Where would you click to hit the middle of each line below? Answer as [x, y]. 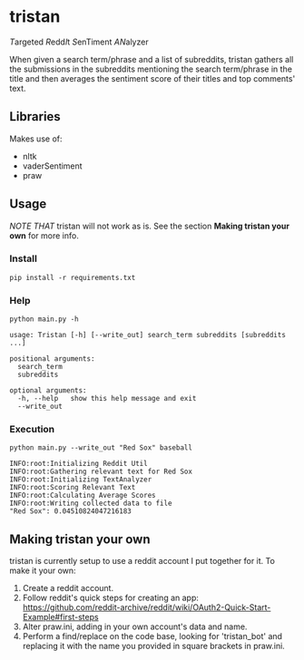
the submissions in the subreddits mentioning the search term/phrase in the [151, 69]
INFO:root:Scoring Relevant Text [73, 488]
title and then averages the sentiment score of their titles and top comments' [152, 78]
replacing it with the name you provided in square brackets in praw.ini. [154, 646]
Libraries [35, 116]
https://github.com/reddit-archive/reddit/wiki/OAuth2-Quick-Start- [147, 607]
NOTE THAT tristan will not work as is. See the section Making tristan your [150, 226]
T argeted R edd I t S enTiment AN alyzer [79, 42]
